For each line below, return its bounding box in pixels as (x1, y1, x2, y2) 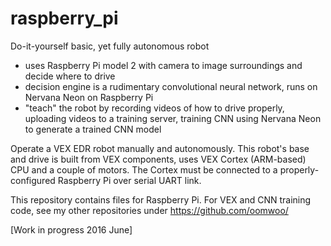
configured (10, 174, 56, 186)
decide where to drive (24, 70, 116, 82)
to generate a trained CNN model (24, 123, 162, 135)
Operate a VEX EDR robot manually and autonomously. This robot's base (10, 142, 310, 154)
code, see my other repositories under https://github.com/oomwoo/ (10, 204, 289, 216)
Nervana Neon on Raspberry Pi (24, 91, 154, 103)
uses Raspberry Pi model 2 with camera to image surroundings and (24, 59, 303, 71)
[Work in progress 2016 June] (10, 223, 133, 236)
